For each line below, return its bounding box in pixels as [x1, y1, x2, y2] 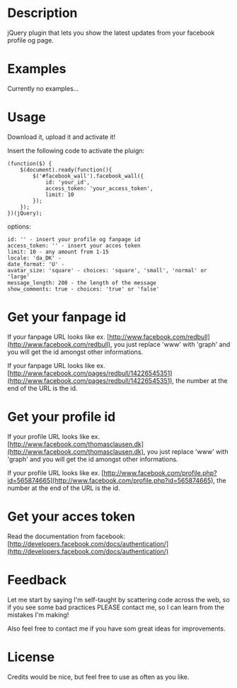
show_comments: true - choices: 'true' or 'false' [7, 285, 160, 292]
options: [7, 222, 32, 231]
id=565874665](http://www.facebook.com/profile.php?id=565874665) [7, 476, 214, 484]
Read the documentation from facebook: [7, 532, 126, 540]
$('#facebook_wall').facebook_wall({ [33, 172, 144, 179]
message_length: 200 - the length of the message [7, 279, 157, 287]
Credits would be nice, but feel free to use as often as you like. [7, 672, 190, 681]
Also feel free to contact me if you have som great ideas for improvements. [7, 624, 226, 633]
